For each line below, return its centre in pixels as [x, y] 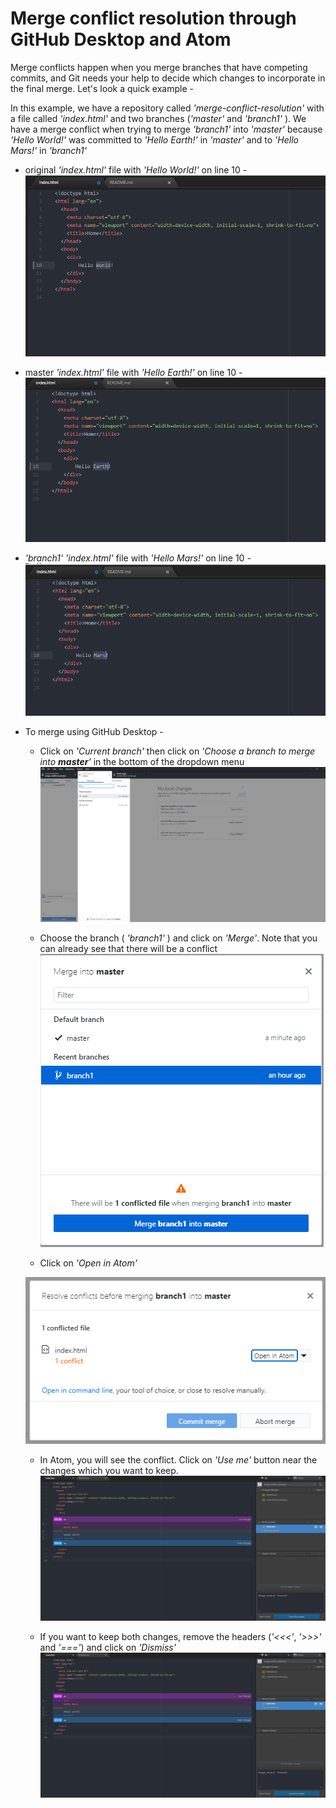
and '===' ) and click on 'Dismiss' [108, 1647]
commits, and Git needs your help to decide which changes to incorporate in [168, 78]
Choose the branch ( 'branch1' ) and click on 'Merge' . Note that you [178, 938]
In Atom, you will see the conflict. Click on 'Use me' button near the [178, 1459]
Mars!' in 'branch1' [48, 150]
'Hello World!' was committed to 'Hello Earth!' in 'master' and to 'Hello [154, 139]
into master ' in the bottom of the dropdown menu [142, 762]
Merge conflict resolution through [153, 18]
